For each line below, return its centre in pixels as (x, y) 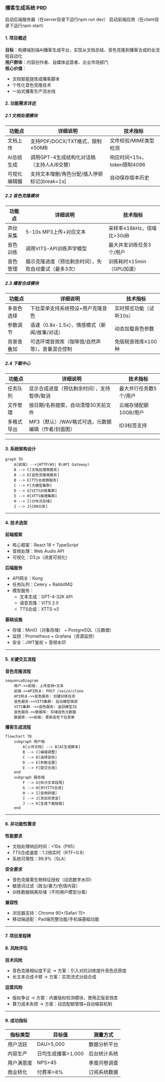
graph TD (14, 460)
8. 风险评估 (16, 948)
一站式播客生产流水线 (34, 91)
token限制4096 (128, 165)
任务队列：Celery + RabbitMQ (42, 584)
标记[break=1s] (48, 181)
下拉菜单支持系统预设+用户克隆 (66, 308)
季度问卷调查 (104, 1063)
